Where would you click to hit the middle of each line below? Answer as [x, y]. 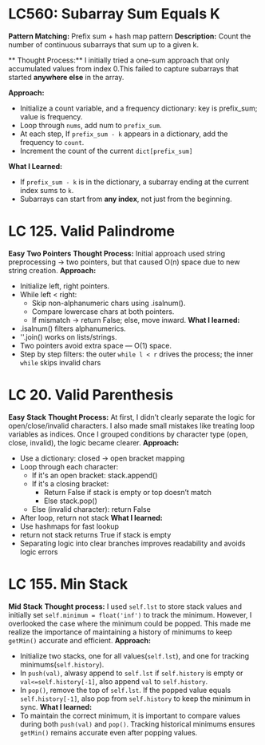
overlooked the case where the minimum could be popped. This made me [130, 623]
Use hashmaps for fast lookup [69, 526]
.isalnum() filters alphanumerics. [73, 328]
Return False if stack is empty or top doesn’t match [127, 492]
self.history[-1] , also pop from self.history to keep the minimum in [135, 699]
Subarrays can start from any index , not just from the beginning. [126, 199]
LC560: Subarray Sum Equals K [115, 14]
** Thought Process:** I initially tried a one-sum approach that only [119, 60]
